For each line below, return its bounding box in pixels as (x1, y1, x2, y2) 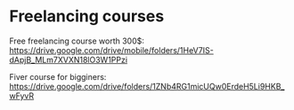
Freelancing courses (9, 6, 165, 27)
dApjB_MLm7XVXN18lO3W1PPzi (9, 54, 127, 65)
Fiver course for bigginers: (9, 71, 107, 82)
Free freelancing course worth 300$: (9, 35, 145, 46)
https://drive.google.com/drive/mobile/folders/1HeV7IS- (9, 44, 214, 55)
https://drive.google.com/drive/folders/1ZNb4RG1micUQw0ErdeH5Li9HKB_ (9, 81, 285, 91)
